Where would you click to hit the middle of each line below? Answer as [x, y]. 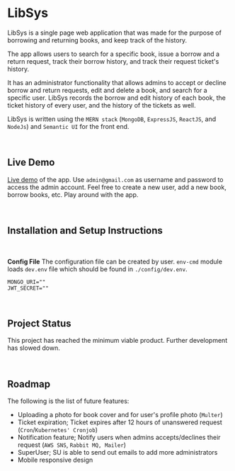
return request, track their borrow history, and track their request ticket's [113, 61]
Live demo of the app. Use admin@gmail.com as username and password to [116, 179]
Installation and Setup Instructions [85, 231]
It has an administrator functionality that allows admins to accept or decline [117, 82]
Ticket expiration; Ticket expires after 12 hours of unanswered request [120, 422]
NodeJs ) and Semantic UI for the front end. [68, 126]
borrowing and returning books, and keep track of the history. [97, 40]
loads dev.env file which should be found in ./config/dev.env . [97, 269]
